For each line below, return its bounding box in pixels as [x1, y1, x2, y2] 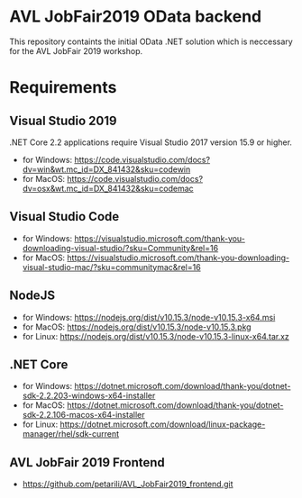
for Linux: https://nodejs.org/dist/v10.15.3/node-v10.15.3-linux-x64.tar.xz [22, 330, 290, 341]
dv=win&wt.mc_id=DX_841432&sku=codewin [22, 164, 191, 175]
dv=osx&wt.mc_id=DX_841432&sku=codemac [22, 183, 194, 194]
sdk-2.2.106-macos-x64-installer [22, 410, 145, 421]
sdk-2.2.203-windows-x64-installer [22, 390, 156, 402]
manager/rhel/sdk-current [22, 429, 120, 439]
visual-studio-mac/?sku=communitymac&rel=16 [22, 261, 201, 272]
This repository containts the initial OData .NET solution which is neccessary [9, 36, 293, 47]
